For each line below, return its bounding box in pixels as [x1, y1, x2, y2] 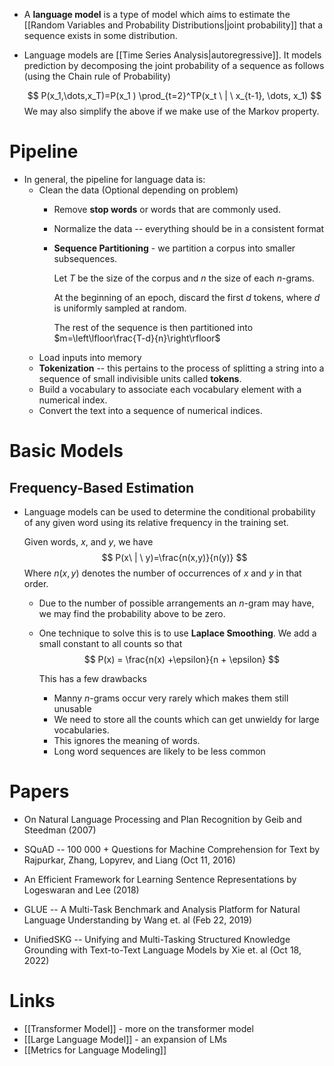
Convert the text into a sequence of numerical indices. [38, 404, 263, 416]
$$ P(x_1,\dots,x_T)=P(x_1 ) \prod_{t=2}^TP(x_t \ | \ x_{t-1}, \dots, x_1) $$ [27, 90, 322, 101]
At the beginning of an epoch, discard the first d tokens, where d [53, 291, 321, 303]
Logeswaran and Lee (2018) [23, 884, 140, 896]
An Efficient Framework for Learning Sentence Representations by [23, 873, 297, 885]
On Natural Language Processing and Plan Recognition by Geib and [23, 813, 302, 825]
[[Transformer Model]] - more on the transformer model [23, 1022, 254, 1034]
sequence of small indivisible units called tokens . [38, 372, 242, 384]
